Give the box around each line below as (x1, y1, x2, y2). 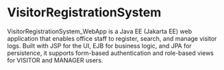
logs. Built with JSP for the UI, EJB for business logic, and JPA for (7, 41, 192, 50)
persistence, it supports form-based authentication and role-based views (7, 49, 214, 57)
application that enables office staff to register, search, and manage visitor (7, 34, 217, 42)
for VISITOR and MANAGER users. (7, 56, 103, 64)
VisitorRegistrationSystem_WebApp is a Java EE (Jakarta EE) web (7, 27, 192, 35)
